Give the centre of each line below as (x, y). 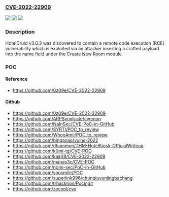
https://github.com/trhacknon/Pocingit (53, 183)
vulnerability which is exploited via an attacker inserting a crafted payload (82, 48)
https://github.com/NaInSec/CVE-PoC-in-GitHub (63, 124)
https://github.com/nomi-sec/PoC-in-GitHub (59, 167)
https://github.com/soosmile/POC (48, 172)
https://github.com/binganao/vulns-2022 (55, 140)
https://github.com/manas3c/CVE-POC (54, 161)
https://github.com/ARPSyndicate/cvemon (57, 118)
